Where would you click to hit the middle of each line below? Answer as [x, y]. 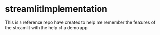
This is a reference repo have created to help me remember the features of [80, 22]
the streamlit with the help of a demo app [46, 27]
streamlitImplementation [56, 9]
